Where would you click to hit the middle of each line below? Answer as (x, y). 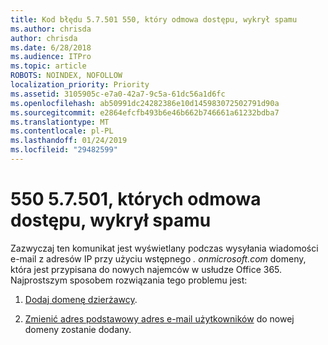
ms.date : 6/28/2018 (51, 47)
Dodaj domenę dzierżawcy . (81, 299)
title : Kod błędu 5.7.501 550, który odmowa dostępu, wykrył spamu (154, 19)
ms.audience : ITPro (51, 57)
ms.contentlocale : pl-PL (62, 131)
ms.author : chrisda (51, 29)
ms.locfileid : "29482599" (64, 150)
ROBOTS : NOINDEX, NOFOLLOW (66, 76)
